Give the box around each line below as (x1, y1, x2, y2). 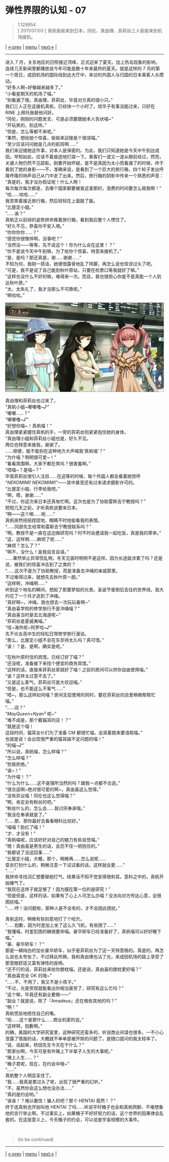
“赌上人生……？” (5, 1055, 39, 1061)
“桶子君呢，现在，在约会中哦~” (5, 1061, 69, 1067)
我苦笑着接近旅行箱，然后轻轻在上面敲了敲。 (5, 198, 98, 204)
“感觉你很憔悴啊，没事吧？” (5, 235, 62, 241)
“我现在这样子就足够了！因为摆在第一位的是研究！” (5, 886, 111, 892)
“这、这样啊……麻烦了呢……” (5, 536, 64, 542)
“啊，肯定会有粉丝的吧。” (5, 799, 56, 805)
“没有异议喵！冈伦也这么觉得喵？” (5, 792, 75, 799)
